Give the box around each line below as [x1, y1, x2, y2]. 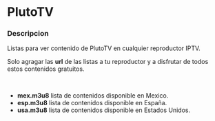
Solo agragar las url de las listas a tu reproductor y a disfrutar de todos [7, 58, 209, 66]
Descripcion [7, 29, 50, 38]
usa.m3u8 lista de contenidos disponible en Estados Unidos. [17, 106, 191, 114]
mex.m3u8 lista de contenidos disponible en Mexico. [17, 91, 169, 100]
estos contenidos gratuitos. [7, 65, 85, 73]
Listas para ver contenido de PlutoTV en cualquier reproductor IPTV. [7, 44, 201, 52]
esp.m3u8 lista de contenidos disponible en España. [17, 99, 167, 107]
